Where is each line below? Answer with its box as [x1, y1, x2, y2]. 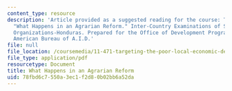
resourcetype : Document [7, 61, 76, 68]
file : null [7, 42, 39, 49]
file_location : [7, 49, 51, 55]
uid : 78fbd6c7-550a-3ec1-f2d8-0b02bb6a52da [7, 73, 135, 81]
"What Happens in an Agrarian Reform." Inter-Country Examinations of [13, 23, 221, 29]
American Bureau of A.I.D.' [13, 36, 95, 42]
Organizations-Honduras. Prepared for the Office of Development [13, 29, 206, 36]
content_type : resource [7, 10, 76, 17]
